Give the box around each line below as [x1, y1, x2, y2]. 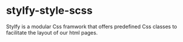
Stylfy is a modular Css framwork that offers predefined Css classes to [6, 23, 177, 30]
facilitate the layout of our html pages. [6, 29, 98, 36]
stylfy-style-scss [6, 4, 93, 17]
